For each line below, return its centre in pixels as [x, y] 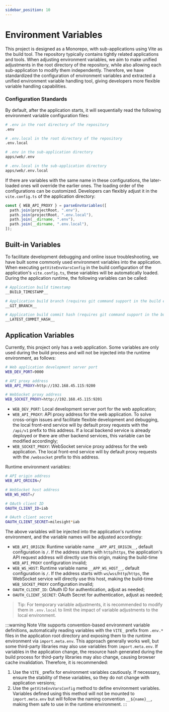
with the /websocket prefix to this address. [56, 457]
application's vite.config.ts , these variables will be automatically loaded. [82, 273]
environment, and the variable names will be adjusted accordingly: [74, 537]
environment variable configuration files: [47, 115]
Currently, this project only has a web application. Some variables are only [82, 347]
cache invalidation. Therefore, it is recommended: [57, 663]
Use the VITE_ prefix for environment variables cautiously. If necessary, [86, 672]
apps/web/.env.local [27, 171]
